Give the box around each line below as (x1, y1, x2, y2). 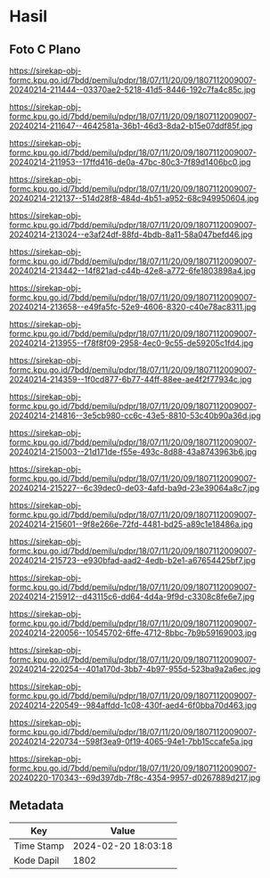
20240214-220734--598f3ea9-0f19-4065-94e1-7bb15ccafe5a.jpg (9, 736, 254, 746)
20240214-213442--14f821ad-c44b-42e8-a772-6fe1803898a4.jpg (9, 266, 256, 275)
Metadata (9, 798, 64, 813)
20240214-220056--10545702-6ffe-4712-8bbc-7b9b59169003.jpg (9, 628, 257, 638)
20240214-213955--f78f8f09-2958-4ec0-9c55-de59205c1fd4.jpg (9, 338, 254, 349)
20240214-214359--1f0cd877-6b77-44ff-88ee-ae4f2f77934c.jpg (9, 374, 252, 384)
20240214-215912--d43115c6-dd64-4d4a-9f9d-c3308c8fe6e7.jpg (9, 591, 256, 602)
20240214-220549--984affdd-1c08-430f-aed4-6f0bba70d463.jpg (9, 700, 257, 710)
